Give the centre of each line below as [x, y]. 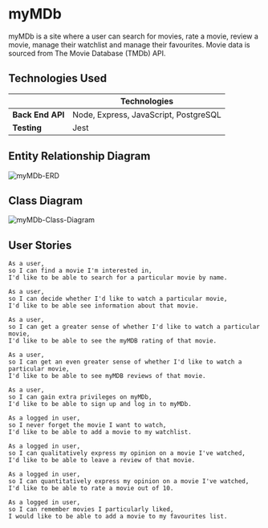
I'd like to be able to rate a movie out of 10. [91, 489]
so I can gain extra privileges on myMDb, [80, 397]
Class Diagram [45, 200]
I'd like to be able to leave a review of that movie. [102, 461]
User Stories [40, 245]
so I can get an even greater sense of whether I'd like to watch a [125, 362]
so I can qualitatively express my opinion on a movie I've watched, [127, 453]
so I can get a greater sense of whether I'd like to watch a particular [134, 327]
